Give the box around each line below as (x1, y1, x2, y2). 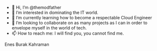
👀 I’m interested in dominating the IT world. (11, 10, 99, 15)
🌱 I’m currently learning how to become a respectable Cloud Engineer (11, 15, 152, 20)
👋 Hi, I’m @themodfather (11, 5, 62, 10)
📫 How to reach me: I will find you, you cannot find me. (11, 30, 124, 36)
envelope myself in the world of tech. (11, 25, 87, 31)
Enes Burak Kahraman (4, 41, 49, 47)
